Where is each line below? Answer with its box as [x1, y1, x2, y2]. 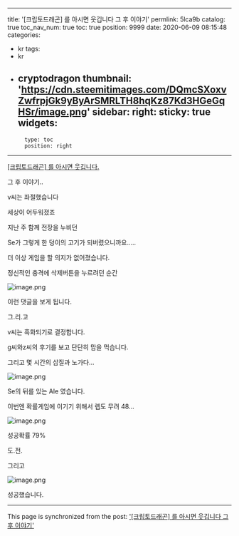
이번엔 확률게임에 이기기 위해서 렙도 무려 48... [7, 402, 134, 411]
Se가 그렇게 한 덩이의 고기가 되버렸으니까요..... [7, 238, 137, 247]
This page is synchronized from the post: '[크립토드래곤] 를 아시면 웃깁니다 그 [7, 512, 229, 520]
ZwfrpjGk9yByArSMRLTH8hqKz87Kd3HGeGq [17, 95, 225, 107]
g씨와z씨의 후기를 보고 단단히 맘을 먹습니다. [7, 343, 129, 351]
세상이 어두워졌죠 [7, 207, 55, 216]
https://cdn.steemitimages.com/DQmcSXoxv [21, 83, 227, 96]
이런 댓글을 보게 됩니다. [7, 297, 73, 306]
